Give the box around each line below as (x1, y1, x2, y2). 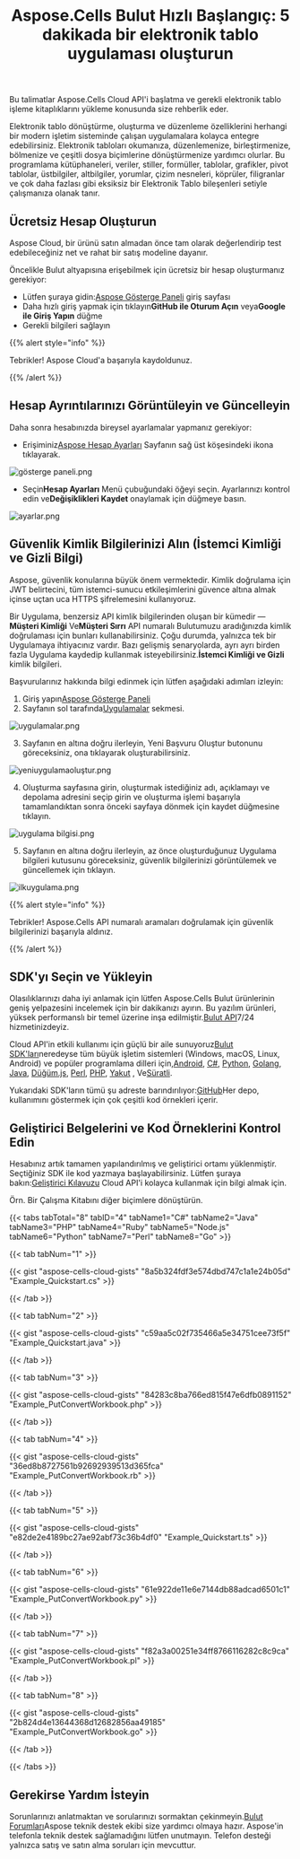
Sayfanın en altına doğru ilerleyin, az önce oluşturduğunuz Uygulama (21, 845, 278, 856)
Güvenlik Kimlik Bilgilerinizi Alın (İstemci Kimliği (9, 537, 282, 552)
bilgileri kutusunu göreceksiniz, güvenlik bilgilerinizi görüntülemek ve (21, 854, 278, 866)
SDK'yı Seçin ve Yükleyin (9, 970, 153, 985)
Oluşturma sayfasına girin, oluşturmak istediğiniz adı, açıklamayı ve (21, 781, 270, 792)
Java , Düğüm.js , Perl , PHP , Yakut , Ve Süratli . (9, 1068, 173, 1078)
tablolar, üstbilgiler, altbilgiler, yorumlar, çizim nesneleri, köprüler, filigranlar (9, 169, 285, 179)
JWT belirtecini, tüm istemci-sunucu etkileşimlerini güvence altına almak (9, 584, 277, 595)
